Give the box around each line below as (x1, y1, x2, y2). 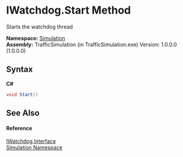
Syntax (6, 65, 33, 75)
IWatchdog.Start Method (6, 4, 131, 17)
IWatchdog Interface (6, 137, 56, 145)
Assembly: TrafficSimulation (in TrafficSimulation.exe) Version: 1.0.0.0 (6, 41, 177, 48)
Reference (6, 124, 33, 132)
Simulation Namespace (6, 144, 63, 151)
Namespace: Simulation (6, 34, 65, 41)
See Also (6, 108, 40, 118)
